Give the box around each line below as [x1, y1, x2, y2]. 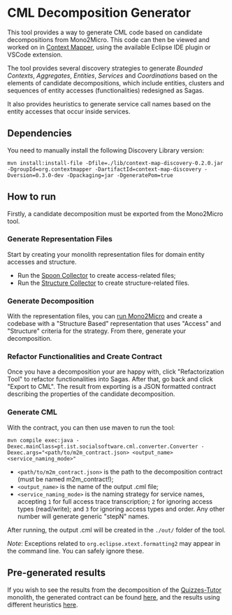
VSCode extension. [7, 50, 63, 59]
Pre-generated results [7, 567, 106, 579]
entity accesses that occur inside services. [7, 107, 131, 115]
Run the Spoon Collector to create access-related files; [17, 271, 176, 279]
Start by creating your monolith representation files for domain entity [7, 250, 205, 258]
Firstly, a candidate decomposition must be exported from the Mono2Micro [7, 209, 224, 218]
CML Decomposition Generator [7, 5, 191, 21]
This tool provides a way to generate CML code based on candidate [7, 28, 203, 36]
